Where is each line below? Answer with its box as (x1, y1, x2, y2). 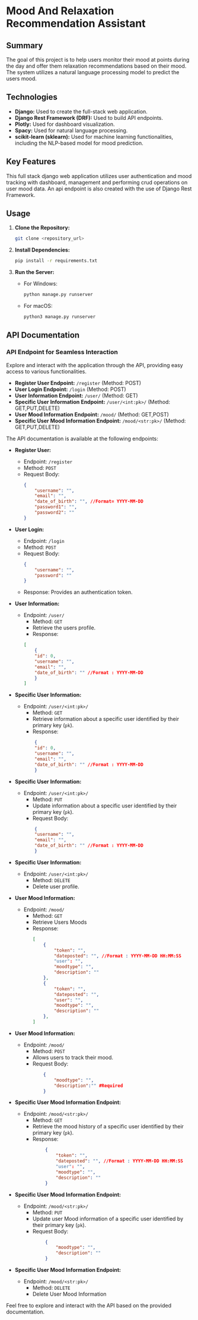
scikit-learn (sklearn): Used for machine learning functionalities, (14, 133, 174, 140)
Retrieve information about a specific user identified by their (32, 715, 180, 723)
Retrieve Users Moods (32, 918, 87, 925)
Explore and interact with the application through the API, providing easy (6, 361, 183, 368)
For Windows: (23, 280, 58, 287)
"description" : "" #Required (53, 1083, 123, 1089)
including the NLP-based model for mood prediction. (14, 139, 143, 147)
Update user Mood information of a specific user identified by (32, 1215, 184, 1222)
